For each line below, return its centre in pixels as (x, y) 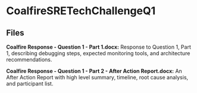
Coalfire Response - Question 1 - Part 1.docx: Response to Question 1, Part (99, 47)
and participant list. (30, 84)
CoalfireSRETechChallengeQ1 (81, 11)
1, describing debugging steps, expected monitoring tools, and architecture (98, 53)
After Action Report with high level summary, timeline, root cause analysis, (97, 77)
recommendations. (29, 60)
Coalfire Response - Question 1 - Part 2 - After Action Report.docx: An (94, 71)
